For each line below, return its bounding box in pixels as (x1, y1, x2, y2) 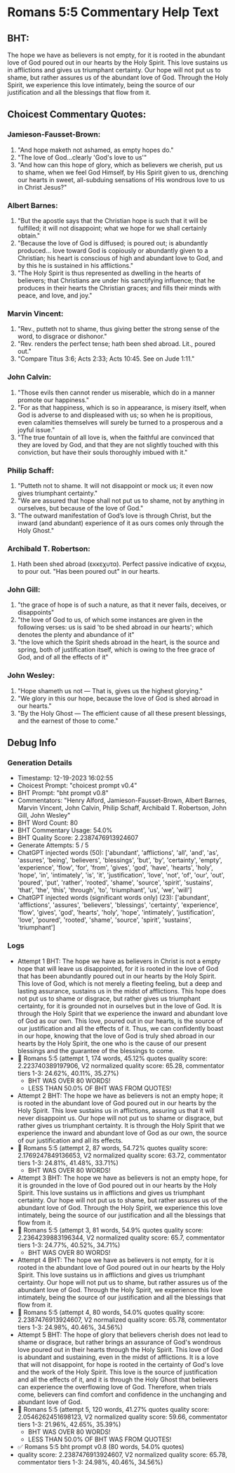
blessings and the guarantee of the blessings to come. (17, 1046, 175, 1055)
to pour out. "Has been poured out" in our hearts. (17, 567, 160, 576)
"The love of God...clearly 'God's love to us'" (17, 153, 147, 162)
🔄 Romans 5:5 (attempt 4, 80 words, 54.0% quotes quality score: (17, 1308, 205, 1316)
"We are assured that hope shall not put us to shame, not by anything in (17, 496, 224, 505)
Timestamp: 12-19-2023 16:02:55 (17, 774, 114, 783)
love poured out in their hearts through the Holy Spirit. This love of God (17, 1345, 223, 1353)
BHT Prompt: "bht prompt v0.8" (17, 789, 109, 797)
